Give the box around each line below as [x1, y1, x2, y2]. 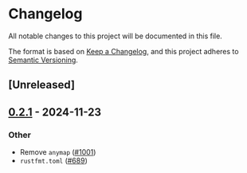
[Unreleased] [8, 78, 76, 92]
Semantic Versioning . [8, 55, 78, 65]
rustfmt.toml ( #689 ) [19, 156, 88, 166]
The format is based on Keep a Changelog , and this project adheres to [8, 46, 239, 56]
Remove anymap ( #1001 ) [19, 147, 96, 157]
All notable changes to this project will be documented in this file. [8, 31, 223, 41]
